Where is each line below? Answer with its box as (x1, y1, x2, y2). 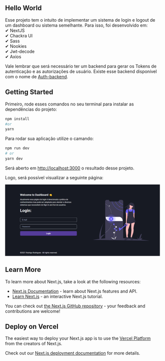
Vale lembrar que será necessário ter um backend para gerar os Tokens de (5, 63, 157, 69)
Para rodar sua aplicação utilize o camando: (5, 135, 94, 142)
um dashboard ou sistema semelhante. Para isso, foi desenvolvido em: (5, 22, 148, 28)
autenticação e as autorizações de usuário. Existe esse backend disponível (5, 68, 157, 74)
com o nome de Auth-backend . (5, 73, 68, 79)
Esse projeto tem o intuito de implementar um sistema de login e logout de (5, 17, 156, 23)
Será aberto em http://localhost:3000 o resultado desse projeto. (5, 165, 135, 171)
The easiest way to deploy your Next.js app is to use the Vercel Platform (5, 335, 151, 341)
